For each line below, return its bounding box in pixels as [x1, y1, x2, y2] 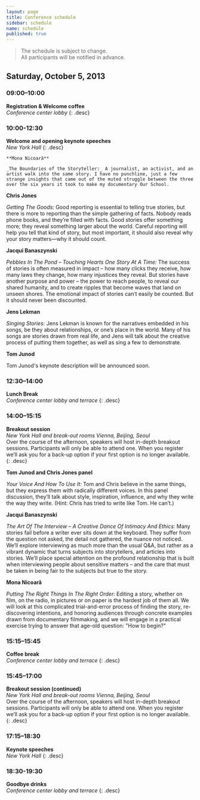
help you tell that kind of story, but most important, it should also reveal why [6, 229, 193, 236]
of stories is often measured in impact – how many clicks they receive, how [6, 265, 191, 272]
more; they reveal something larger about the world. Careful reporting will [6, 222, 187, 230]
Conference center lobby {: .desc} [6, 109, 90, 116]
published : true [6, 31, 47, 37]
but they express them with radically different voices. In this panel [6, 487, 168, 494]
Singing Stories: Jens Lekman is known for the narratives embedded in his [6, 320, 189, 327]
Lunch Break [6, 390, 38, 398]
